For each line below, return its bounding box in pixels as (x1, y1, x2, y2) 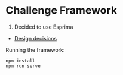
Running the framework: (5, 46, 65, 54)
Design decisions (14, 35, 57, 42)
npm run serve (5, 63, 41, 69)
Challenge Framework (5, 4, 118, 17)
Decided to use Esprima (14, 23, 73, 30)
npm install (5, 58, 35, 64)
